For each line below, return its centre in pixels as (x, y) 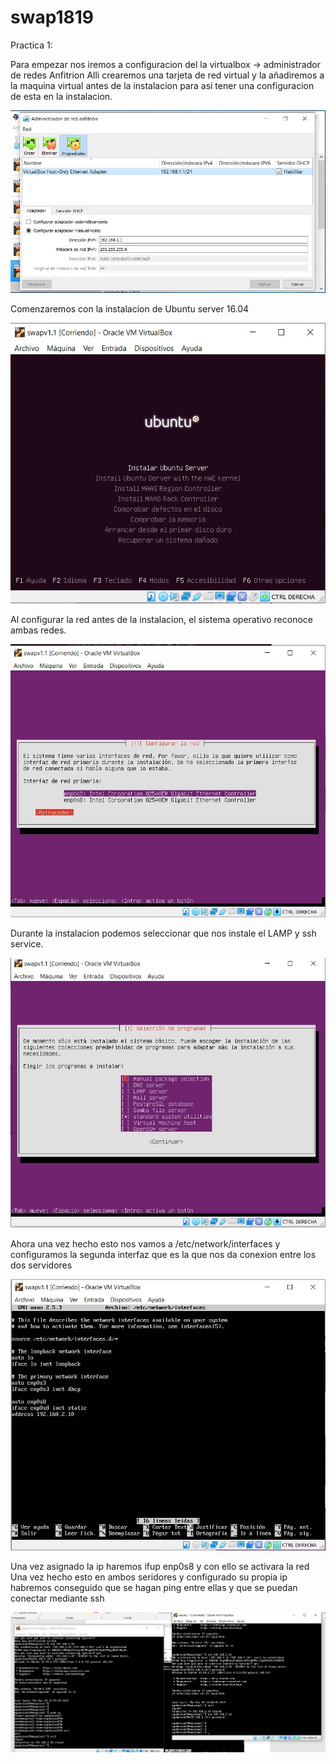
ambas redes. (38, 630)
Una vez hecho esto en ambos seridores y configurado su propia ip (149, 1577)
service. (27, 944)
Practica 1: (31, 45)
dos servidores (41, 1265)
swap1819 (52, 17)
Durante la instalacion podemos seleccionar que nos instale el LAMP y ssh (163, 933)
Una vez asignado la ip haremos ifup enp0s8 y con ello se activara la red (160, 1566)
